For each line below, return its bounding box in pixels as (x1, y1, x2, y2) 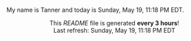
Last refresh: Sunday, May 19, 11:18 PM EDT (53, 27, 176, 34)
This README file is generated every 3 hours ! (49, 19, 179, 27)
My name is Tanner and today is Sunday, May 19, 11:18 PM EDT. (6, 6, 184, 14)
